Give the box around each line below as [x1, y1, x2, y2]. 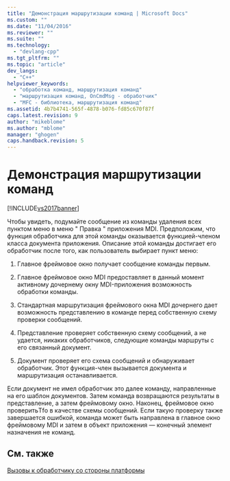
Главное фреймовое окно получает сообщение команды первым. [16, 260, 211, 268]
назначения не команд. [7, 428, 76, 436]
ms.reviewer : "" [7, 29, 53, 36]
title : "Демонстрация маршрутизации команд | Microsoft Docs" [7, 10, 188, 17]
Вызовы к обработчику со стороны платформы [7, 466, 145, 474]
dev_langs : [7, 67, 38, 74]
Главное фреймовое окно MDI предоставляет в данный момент [16, 273, 205, 282]
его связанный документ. [16, 343, 92, 351]
